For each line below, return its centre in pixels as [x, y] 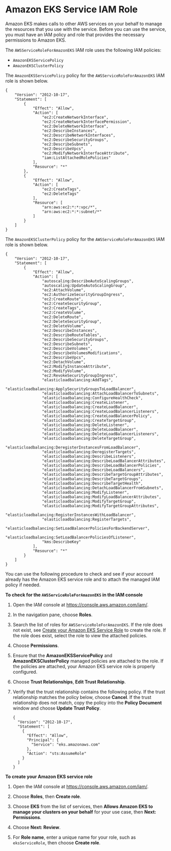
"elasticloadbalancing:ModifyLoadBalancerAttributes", [101, 497]
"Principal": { [42, 740]
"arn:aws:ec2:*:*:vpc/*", [69, 207]
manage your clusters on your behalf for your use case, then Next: [84, 812]
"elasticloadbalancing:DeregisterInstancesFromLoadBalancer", [73, 447]
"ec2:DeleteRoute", [62, 317]
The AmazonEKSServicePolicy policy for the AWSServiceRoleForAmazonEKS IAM [85, 75]
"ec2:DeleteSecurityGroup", [72, 321]
